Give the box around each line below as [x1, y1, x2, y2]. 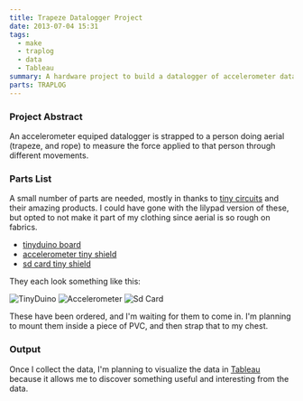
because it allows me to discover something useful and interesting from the [9, 373, 289, 384]
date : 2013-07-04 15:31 [9, 22, 99, 31]
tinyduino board [22, 239, 81, 250]
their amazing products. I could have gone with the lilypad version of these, [9, 202, 289, 213]
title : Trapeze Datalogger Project [9, 13, 143, 23]
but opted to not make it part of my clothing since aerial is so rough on [9, 212, 271, 223]
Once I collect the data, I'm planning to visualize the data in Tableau [9, 363, 261, 375]
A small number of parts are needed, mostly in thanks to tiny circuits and [9, 193, 280, 204]
